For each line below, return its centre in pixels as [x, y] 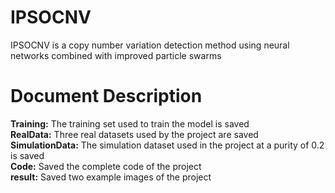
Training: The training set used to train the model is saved [130, 123]
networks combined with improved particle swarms [116, 55]
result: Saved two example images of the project [111, 177]
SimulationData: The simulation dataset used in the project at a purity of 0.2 [167, 145]
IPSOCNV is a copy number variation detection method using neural [150, 45]
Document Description [106, 96]
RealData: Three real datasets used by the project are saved [134, 134]
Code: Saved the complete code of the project [106, 166]
